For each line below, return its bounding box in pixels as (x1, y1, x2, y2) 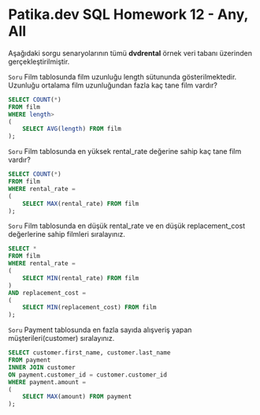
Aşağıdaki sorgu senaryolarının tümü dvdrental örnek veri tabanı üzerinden (8, 48, 252, 58)
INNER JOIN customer (8, 363, 76, 372)
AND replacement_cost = (8, 289, 87, 297)
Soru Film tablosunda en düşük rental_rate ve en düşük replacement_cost (8, 221, 246, 230)
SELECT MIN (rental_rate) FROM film (22, 274, 139, 282)
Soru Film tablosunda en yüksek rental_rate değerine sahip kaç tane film (8, 147, 242, 156)
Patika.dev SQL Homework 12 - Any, (8, 6, 248, 24)
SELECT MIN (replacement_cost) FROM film (22, 304, 157, 312)
